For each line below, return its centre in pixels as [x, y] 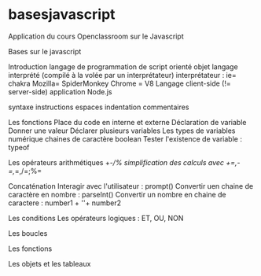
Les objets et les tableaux [50, 263]
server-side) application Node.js [60, 91]
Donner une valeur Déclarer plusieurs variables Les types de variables [122, 131]
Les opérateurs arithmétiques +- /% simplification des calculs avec [116, 162]
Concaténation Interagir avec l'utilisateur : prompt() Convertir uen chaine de [131, 186]
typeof [19, 147]
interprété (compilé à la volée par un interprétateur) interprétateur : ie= [123, 75]
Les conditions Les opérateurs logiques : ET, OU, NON [96, 218]
